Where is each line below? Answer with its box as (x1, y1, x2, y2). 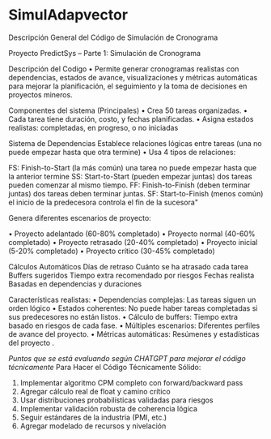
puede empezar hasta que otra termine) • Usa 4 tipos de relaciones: (8, 147, 236, 157)
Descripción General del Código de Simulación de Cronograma (8, 32, 218, 42)
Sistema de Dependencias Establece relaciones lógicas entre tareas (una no (8, 138, 262, 148)
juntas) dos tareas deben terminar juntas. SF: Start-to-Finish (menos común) (8, 188, 264, 198)
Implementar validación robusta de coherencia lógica (19, 403, 198, 413)
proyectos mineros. (8, 89, 73, 99)
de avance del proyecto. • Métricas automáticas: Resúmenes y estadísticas (8, 329, 260, 338)
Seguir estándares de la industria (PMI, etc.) (19, 412, 167, 422)
